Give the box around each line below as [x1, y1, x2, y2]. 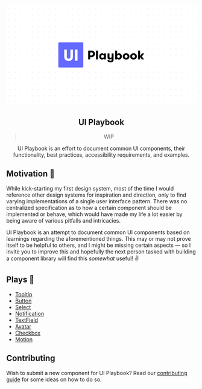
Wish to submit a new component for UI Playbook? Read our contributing [6, 369, 188, 376]
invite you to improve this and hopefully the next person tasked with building [6, 247, 196, 255]
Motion [14, 335, 33, 343]
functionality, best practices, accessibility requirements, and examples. [13, 151, 190, 159]
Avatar [14, 322, 31, 330]
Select [14, 303, 31, 310]
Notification [14, 310, 44, 317]
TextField [14, 316, 38, 324]
